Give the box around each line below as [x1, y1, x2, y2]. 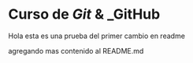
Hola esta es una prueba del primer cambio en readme [8, 31, 185, 40]
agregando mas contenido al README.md [8, 46, 144, 55]
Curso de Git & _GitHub [8, 5, 161, 23]
